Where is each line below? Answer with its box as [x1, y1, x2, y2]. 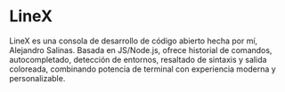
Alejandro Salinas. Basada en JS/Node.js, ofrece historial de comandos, [9, 44, 273, 55]
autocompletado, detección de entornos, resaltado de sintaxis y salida [9, 54, 267, 65]
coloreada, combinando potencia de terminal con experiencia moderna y [9, 64, 276, 74]
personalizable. [9, 73, 66, 83]
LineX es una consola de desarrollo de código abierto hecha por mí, [9, 35, 258, 46]
